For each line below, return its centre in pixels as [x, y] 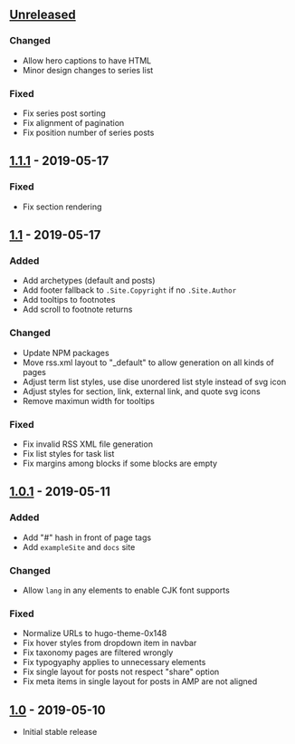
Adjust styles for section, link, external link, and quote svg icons [141, 391]
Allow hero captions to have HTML [87, 60]
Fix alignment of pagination [73, 122]
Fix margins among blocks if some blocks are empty [120, 463]
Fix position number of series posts [88, 132]
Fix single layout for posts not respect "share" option [121, 672]
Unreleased [43, 15]
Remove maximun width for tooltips [89, 401]
